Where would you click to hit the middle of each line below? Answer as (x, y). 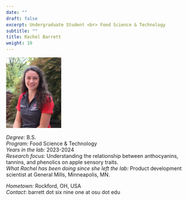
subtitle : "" (22, 31)
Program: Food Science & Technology (52, 143)
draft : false (22, 18)
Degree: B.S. (21, 137)
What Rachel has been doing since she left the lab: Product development (94, 168)
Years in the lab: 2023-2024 (40, 150)
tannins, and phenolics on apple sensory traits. (62, 162)
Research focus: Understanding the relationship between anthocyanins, (92, 156)
